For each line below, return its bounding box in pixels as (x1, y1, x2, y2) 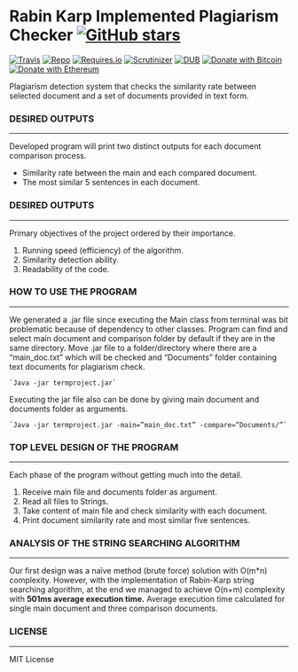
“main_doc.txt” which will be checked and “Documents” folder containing (9, 352, 278, 363)
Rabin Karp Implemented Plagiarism (9, 6, 279, 27)
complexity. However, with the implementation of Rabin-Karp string (9, 574, 255, 586)
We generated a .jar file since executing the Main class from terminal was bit (9, 314, 288, 324)
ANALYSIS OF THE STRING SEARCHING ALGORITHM (9, 537, 240, 550)
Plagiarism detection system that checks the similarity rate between (9, 81, 257, 91)
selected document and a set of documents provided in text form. (9, 90, 249, 101)
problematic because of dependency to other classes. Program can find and (9, 324, 288, 334)
